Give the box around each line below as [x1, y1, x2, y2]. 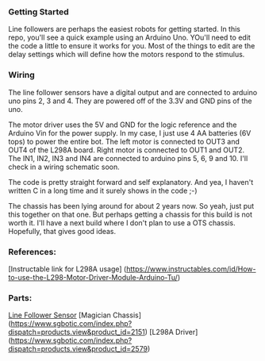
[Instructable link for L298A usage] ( [8, 264, 127, 274]
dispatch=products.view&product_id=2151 [8, 328, 145, 337]
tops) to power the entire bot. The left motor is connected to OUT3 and [8, 136, 240, 146]
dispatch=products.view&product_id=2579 [8, 344, 148, 354]
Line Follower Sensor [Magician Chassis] [8, 310, 141, 320]
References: [8, 246, 57, 257]
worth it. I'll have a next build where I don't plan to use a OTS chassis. [8, 217, 236, 228]
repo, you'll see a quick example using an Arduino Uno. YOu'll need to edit [8, 33, 252, 42]
